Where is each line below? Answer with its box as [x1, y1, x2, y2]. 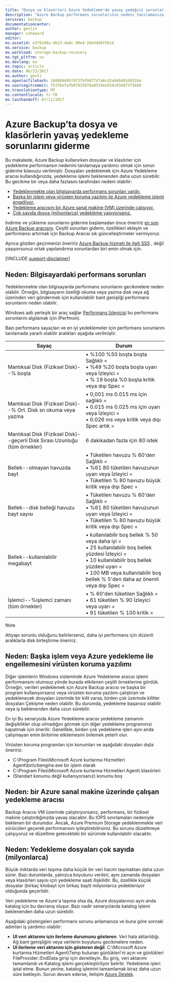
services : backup [5, 17, 42, 22]
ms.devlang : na [5, 59, 37, 64]
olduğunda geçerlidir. [5, 888, 50, 894]
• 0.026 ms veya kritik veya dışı [86, 416, 161, 423]
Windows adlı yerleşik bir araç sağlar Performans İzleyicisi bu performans [5, 310, 159, 316]
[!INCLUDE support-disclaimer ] [5, 255, 70, 261]
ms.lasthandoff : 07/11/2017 [5, 97, 65, 102]
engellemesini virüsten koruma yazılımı [5, 660, 132, 669]
